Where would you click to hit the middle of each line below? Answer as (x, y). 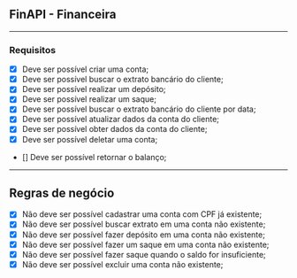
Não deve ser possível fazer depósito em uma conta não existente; (143, 235)
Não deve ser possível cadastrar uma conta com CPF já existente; (142, 214)
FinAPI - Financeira (63, 15)
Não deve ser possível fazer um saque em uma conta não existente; (145, 244)
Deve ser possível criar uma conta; (85, 69)
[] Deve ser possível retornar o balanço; (94, 157)
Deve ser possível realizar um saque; (89, 99)
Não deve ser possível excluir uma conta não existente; (122, 264)
